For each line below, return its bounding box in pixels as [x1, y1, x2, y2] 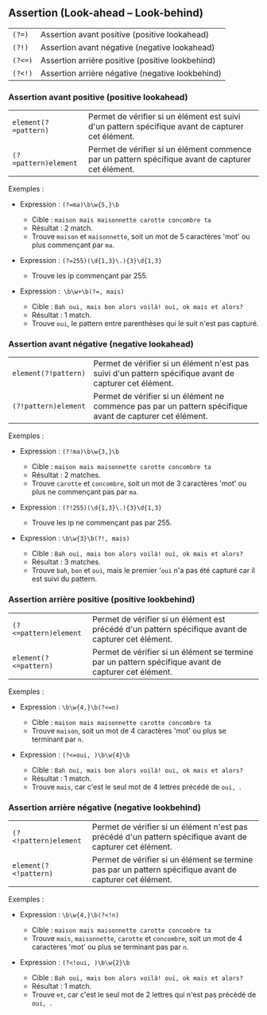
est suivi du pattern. [31, 574, 98, 583]
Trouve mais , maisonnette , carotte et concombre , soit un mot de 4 [31, 934, 242, 943]
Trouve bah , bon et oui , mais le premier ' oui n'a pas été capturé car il [31, 566, 256, 575]
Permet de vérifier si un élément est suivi [88, 111, 241, 122]
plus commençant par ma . [31, 240, 115, 250]
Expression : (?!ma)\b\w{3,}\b [19, 447, 119, 456]
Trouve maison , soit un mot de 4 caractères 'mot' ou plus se [31, 726, 226, 735]
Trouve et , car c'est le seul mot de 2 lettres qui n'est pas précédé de [31, 990, 257, 999]
